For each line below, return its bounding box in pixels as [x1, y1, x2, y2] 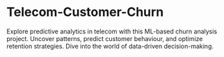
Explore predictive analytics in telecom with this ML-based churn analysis [6, 27, 218, 35]
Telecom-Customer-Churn [6, 4, 164, 20]
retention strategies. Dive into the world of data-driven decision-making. [6, 42, 214, 50]
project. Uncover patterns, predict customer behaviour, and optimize [6, 34, 203, 42]
